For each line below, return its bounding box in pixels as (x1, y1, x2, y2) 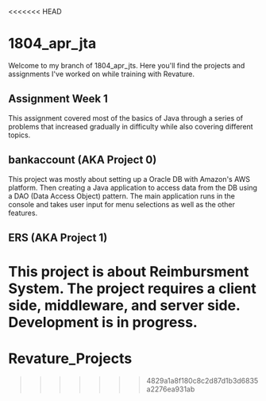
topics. (8, 130, 31, 140)
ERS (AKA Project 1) (8, 230, 108, 245)
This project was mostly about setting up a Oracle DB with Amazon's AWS (8, 174, 251, 183)
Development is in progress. (8, 314, 199, 332)
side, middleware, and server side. (8, 297, 241, 314)
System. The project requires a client (8, 280, 256, 298)
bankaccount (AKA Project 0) (8, 153, 157, 167)
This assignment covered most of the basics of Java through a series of (8, 113, 244, 122)
